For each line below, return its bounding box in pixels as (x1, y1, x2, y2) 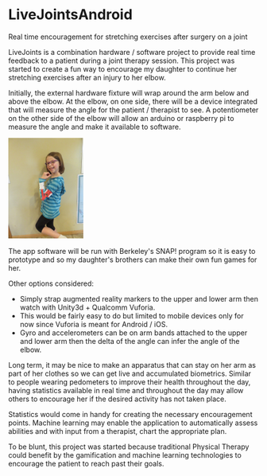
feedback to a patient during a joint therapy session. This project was (8, 56, 235, 65)
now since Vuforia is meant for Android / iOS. (19, 319, 168, 329)
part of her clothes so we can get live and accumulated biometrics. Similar (8, 369, 252, 378)
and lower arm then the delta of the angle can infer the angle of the (19, 336, 240, 345)
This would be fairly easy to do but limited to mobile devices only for (19, 310, 244, 320)
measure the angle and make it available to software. (8, 122, 181, 131)
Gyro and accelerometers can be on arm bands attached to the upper (19, 328, 248, 337)
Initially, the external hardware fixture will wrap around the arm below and (8, 88, 250, 97)
